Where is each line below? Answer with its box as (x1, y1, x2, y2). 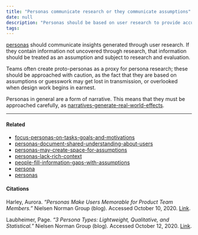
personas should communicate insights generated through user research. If (6, 41, 190, 48)
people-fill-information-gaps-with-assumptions (14, 159, 130, 166)
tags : (6, 25, 19, 31)
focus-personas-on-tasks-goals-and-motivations (14, 134, 135, 141)
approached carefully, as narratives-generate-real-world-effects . (6, 102, 165, 109)
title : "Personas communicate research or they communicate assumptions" (6, 8, 192, 15)
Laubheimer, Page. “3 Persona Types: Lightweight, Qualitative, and (6, 216, 170, 223)
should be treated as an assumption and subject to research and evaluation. (6, 54, 190, 61)
